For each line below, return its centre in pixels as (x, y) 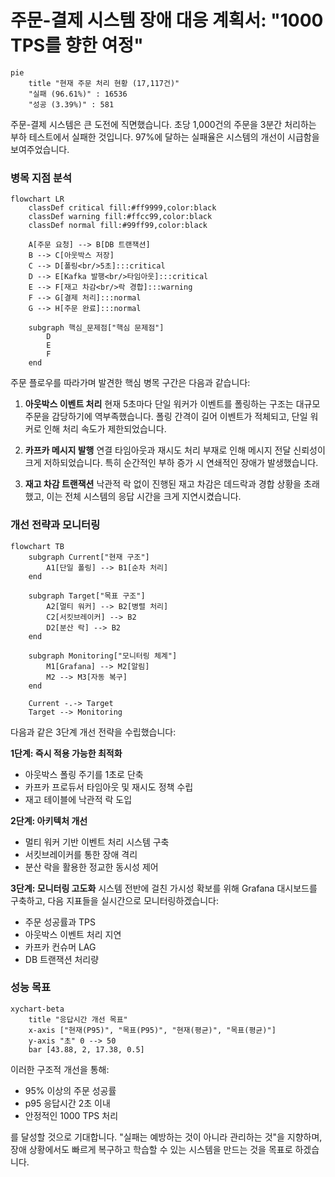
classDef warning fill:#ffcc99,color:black (120, 217)
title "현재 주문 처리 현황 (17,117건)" (104, 83)
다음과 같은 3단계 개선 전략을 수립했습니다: (93, 732)
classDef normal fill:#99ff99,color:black (118, 226)
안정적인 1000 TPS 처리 (71, 1115)
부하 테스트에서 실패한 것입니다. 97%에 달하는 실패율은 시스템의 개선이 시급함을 (165, 137)
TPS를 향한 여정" (77, 45)
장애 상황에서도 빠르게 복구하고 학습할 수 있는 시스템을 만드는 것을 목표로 (151, 1149)
